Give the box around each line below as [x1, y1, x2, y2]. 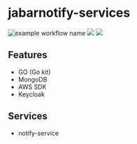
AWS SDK [17, 82, 47, 91]
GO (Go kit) [17, 68, 51, 76]
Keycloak [17, 89, 45, 99]
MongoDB [17, 75, 48, 83]
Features [8, 49, 48, 61]
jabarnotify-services [8, 5, 131, 21]
